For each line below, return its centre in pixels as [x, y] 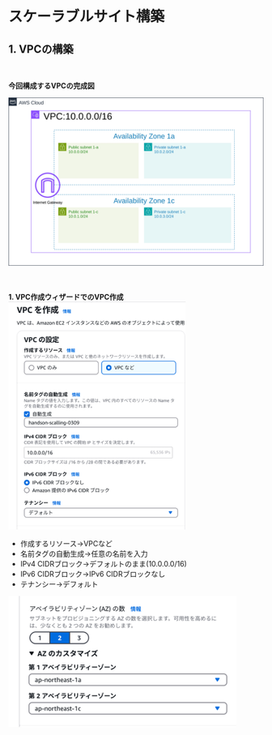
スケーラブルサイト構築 [87, 17]
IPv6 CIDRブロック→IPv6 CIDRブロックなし [93, 574]
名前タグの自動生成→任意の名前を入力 [84, 553]
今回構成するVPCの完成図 [51, 85]
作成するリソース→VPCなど [66, 543]
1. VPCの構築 [41, 49]
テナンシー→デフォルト [59, 583]
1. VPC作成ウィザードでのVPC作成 [66, 297]
